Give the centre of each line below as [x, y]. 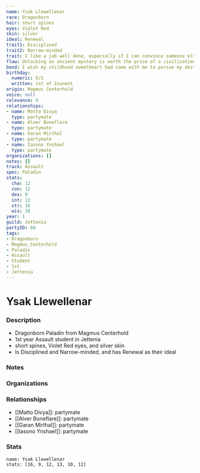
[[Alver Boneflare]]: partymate [52, 419]
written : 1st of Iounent [42, 84]
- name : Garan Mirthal [34, 134]
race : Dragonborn [28, 17]
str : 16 [21, 206]
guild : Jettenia [26, 222]
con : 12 [21, 189]
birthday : [18, 73]
